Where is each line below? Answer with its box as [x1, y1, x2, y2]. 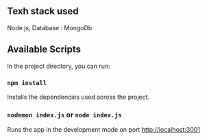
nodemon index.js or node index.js [7, 110, 122, 119]
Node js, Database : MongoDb [7, 23, 93, 32]
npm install [7, 79, 47, 86]
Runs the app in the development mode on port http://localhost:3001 [7, 126, 201, 134]
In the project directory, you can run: [7, 62, 110, 70]
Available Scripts [7, 44, 81, 56]
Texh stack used [7, 5, 79, 17]
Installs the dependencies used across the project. [7, 93, 150, 101]
